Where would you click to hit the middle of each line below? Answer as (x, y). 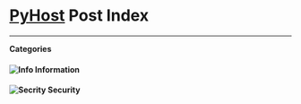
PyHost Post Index (79, 16)
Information (57, 69)
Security (64, 90)
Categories (30, 48)
